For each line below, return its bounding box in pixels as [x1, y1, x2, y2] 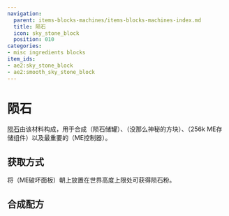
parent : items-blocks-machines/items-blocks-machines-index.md [13, 17, 201, 24]
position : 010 [13, 36, 54, 43]
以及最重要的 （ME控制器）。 [31, 134, 112, 142]
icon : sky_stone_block [13, 29, 80, 37]
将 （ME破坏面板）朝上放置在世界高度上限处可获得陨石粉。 [7, 176, 176, 185]
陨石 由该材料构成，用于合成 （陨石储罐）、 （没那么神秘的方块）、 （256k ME [7, 125, 216, 133]
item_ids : [7, 56, 36, 63]
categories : [7, 43, 42, 49]
